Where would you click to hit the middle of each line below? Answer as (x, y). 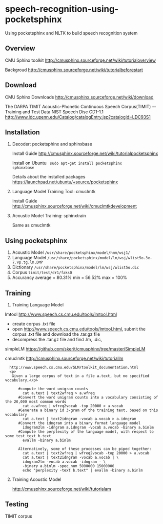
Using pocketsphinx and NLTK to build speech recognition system (71, 33)
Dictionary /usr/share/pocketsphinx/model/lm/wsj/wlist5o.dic (75, 267)
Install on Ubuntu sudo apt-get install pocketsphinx (67, 163)
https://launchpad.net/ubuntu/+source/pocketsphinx (65, 182)
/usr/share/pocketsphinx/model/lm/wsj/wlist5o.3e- (100, 258)
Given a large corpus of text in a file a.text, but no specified (81, 376)
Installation (22, 132)
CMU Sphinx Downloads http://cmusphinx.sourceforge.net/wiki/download (79, 97)
